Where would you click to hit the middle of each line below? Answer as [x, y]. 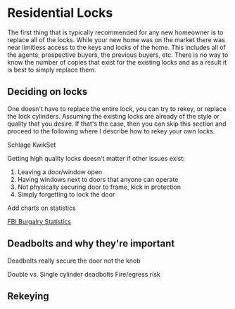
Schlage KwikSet [32, 145]
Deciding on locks [47, 92]
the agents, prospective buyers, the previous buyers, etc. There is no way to [118, 55]
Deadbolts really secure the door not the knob [74, 261]
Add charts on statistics [42, 208]
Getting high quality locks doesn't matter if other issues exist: [96, 158]
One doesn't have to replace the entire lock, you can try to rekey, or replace [117, 109]
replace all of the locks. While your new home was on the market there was [116, 39]
